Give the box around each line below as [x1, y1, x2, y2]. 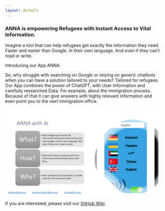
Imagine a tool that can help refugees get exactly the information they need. [5, 42, 160, 48]
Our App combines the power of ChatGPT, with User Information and [5, 82, 145, 88]
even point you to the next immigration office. [5, 98, 98, 104]
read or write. [5, 52, 33, 59]
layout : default [5, 8, 39, 13]
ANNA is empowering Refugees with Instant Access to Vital [5, 25, 151, 32]
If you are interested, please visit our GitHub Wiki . [5, 201, 106, 207]
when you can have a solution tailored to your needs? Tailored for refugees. [5, 77, 159, 83]
